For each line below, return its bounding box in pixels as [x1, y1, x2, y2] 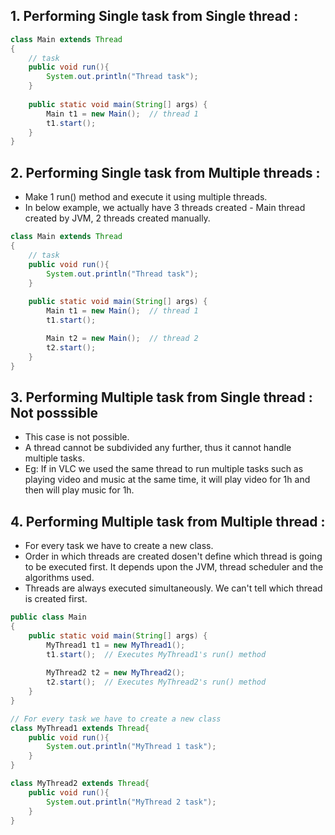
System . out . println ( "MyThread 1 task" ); [46, 742, 217, 752]
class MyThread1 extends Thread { [10, 723, 150, 733]
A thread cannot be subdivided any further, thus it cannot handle [24, 442, 292, 454]
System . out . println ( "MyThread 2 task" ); [46, 797, 217, 807]
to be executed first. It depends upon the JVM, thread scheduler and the [24, 561, 324, 573]
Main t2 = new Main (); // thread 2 [46, 333, 199, 343]
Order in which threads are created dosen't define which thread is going [24, 550, 323, 562]
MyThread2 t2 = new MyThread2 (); [46, 668, 186, 678]
